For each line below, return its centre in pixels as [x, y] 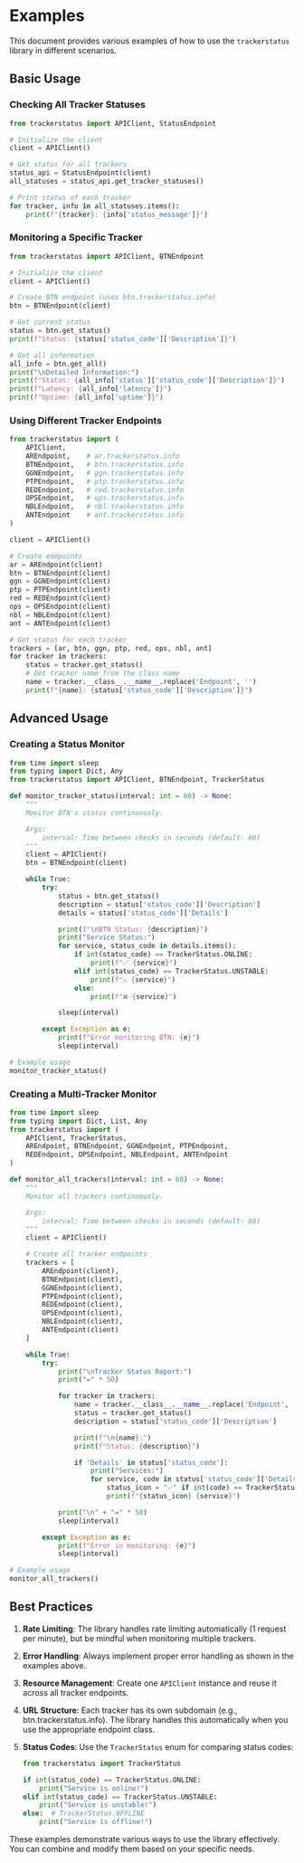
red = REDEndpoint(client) [60, 598]
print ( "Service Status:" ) [106, 937]
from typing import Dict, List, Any [78, 1121]
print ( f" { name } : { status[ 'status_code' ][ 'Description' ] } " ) [139, 690]
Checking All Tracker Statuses [78, 105]
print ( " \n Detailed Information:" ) [75, 372]
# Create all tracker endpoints [86, 1254]
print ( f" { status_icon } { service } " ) [174, 1497]
